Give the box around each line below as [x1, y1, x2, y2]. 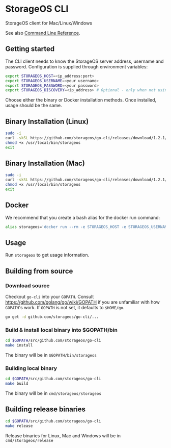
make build [5, 381, 28, 386]
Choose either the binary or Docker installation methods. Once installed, [5, 97, 157, 103]
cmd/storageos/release [5, 438, 53, 443]
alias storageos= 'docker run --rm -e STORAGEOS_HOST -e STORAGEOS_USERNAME [5, 224, 169, 230]
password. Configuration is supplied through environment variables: [5, 63, 148, 69]
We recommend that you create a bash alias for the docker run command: [5, 214, 160, 220]
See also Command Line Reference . [5, 30, 80, 36]
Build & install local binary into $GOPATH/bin [5, 326, 118, 333]
